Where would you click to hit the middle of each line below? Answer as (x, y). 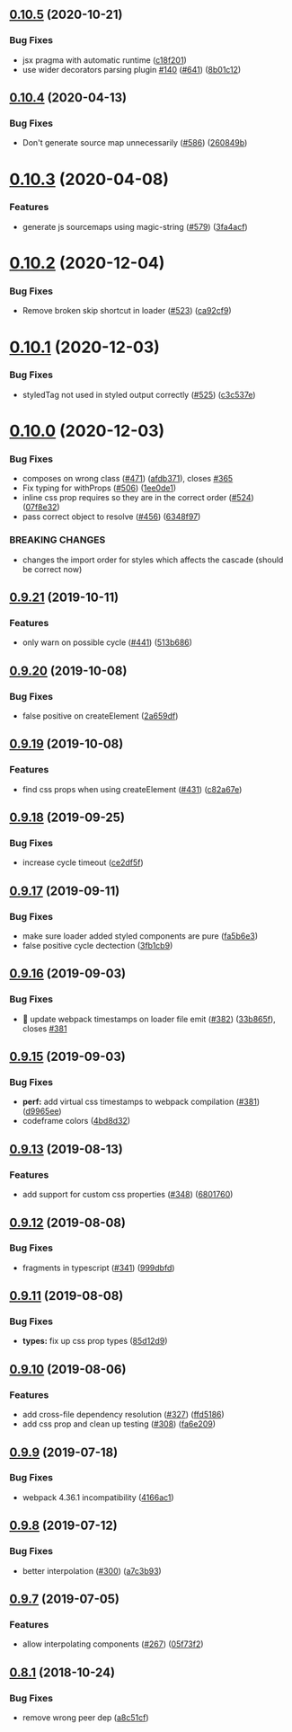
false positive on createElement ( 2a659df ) (100, 716)
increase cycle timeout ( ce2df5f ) (83, 862)
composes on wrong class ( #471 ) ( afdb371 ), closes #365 (128, 479)
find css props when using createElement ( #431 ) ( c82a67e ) (132, 789)
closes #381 (44, 1029)
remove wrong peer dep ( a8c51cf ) (86, 1717)
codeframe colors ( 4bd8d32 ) (76, 1121)
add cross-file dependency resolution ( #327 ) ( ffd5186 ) (123, 1415)
